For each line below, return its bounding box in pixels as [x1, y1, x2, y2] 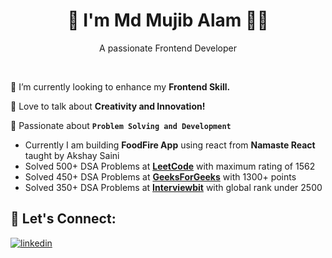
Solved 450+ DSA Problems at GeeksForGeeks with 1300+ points [24, 170, 297, 183]
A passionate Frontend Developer [99, 42, 237, 54]
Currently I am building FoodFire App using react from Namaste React [24, 139, 316, 151]
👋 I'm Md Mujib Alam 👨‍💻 [67, 9, 269, 32]
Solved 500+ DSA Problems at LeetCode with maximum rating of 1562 [24, 160, 316, 172]
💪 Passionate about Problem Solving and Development [10, 119, 232, 131]
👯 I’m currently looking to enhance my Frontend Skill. [10, 80, 231, 93]
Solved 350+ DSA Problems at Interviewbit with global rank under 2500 [24, 181, 323, 193]
